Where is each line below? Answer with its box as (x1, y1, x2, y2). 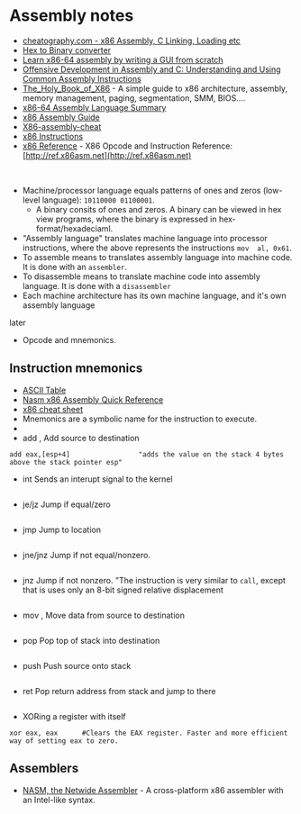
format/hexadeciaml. (35, 222, 114, 234)
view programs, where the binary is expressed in (35, 213, 217, 224)
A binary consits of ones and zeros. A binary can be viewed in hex (35, 203, 282, 214)
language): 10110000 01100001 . (41, 194, 155, 205)
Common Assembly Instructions (22, 73, 141, 84)
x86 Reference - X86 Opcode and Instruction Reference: (22, 140, 233, 151)
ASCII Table (22, 384, 67, 395)
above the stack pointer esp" (9, 457, 123, 466)
